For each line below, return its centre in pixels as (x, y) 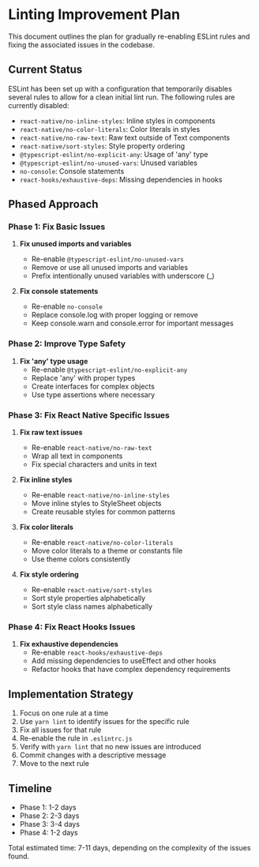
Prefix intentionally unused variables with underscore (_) (123, 276)
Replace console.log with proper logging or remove (115, 315)
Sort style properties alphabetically (88, 599)
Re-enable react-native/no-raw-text (92, 448)
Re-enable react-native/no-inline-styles (100, 495)
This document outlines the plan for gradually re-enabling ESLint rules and (129, 36)
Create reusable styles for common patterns (103, 512)
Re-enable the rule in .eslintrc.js (76, 738)
